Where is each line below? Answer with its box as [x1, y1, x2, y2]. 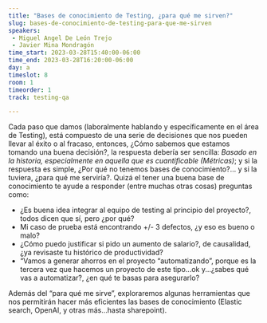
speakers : [8, 26, 41, 34]
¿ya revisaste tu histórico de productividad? [19, 248, 163, 258]
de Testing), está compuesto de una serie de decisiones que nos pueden [8, 131, 249, 140]
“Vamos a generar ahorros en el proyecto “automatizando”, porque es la [19, 256, 257, 266]
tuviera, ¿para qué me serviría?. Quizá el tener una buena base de [8, 173, 225, 183]
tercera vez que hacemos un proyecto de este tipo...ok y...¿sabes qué [19, 265, 249, 274]
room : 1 [8, 78, 34, 86]
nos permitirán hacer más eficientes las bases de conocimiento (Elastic [8, 297, 242, 307]
